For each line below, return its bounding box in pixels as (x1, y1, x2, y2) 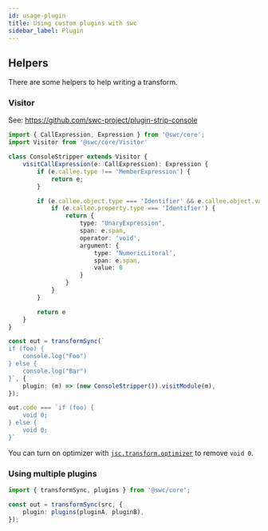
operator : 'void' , (79, 234, 141, 242)
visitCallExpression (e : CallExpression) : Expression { (22, 161, 209, 169)
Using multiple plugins (8, 468, 97, 479)
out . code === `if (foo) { (8, 404, 94, 412)
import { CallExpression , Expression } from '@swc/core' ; (8, 131, 205, 139)
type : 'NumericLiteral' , (93, 249, 177, 257)
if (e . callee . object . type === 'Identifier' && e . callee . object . (37, 197, 255, 205)
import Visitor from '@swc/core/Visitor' (8, 138, 148, 146)
